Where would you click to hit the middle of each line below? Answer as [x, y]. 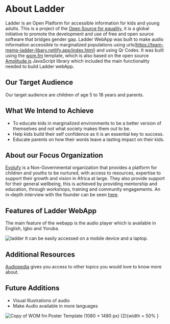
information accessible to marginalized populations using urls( [71, 44]
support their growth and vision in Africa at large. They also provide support [85, 179]
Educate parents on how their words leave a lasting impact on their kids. [89, 139]
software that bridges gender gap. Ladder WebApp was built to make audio [84, 39]
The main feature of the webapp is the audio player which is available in [81, 223]
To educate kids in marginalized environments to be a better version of [87, 123]
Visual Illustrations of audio [41, 300]
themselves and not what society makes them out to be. [72, 129]
